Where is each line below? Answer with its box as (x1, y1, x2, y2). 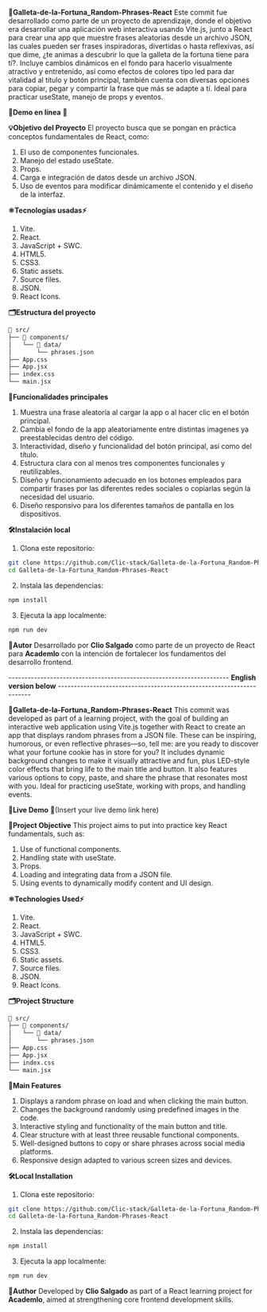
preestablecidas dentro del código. (19, 433, 135, 442)
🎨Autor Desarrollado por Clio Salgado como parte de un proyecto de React (8, 640, 256, 650)
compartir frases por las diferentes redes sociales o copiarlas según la (19, 484, 251, 493)
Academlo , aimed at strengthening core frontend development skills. (8, 1294, 234, 1304)
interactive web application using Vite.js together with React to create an (8, 721, 246, 732)
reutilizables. (19, 467, 62, 476)
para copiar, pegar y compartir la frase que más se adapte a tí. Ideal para (8, 84, 247, 93)
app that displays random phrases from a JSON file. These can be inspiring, (8, 730, 257, 740)
